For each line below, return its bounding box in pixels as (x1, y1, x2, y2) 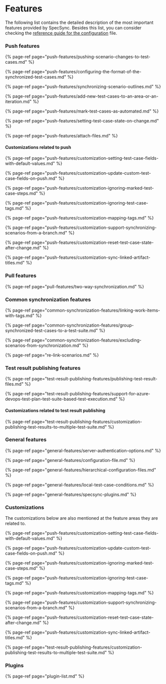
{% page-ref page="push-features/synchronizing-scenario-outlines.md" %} (5, 84, 161, 90)
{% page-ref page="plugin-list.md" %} (5, 673, 85, 680)
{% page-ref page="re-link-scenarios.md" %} (5, 352, 99, 358)
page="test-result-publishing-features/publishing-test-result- (31, 376, 158, 382)
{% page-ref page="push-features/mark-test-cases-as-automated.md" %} (5, 108, 159, 114)
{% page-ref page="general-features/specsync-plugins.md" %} (5, 491, 137, 497)
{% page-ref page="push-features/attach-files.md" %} (5, 133, 118, 139)
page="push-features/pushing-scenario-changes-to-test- (31, 54, 151, 60)
